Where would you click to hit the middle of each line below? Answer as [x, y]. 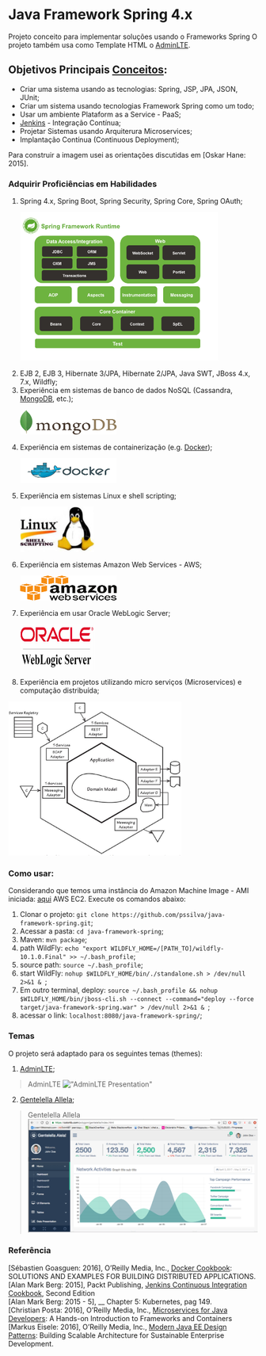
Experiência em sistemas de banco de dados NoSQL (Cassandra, [126, 391]
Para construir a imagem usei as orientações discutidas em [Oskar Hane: [127, 155]
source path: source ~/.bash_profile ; [82, 965]
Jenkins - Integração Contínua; [70, 122]
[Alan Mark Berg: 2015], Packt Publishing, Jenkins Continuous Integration [128, 1285]
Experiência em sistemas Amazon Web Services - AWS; [110, 565]
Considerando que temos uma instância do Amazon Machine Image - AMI [129, 891]
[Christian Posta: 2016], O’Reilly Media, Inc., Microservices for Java [118, 1310]
